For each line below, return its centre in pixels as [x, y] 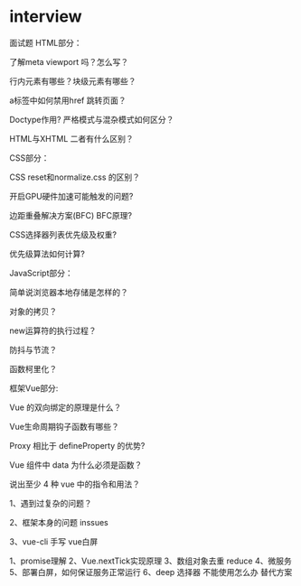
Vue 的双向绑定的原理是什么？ [66, 407]
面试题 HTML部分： [46, 42]
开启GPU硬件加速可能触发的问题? [71, 196]
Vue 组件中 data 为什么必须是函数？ [76, 465]
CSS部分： [29, 158]
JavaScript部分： [42, 273]
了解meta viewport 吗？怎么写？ [69, 61]
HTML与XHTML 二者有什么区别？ [71, 138]
